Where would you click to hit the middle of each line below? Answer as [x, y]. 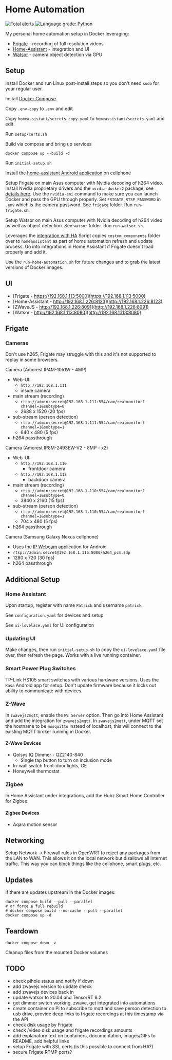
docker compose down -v [31, 943]
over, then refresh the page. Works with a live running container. [73, 655]
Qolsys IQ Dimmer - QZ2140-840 [48, 755]
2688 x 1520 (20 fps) [43, 411]
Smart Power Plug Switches [41, 669]
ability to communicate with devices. [44, 691]
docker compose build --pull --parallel [49, 902]
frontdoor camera [47, 469]
